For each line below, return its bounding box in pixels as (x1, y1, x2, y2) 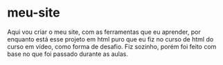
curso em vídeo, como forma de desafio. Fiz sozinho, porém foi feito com (7, 42, 217, 50)
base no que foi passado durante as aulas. (7, 50, 129, 58)
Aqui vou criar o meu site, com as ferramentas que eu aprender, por (7, 28, 201, 36)
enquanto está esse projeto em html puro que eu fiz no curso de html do (7, 35, 214, 43)
